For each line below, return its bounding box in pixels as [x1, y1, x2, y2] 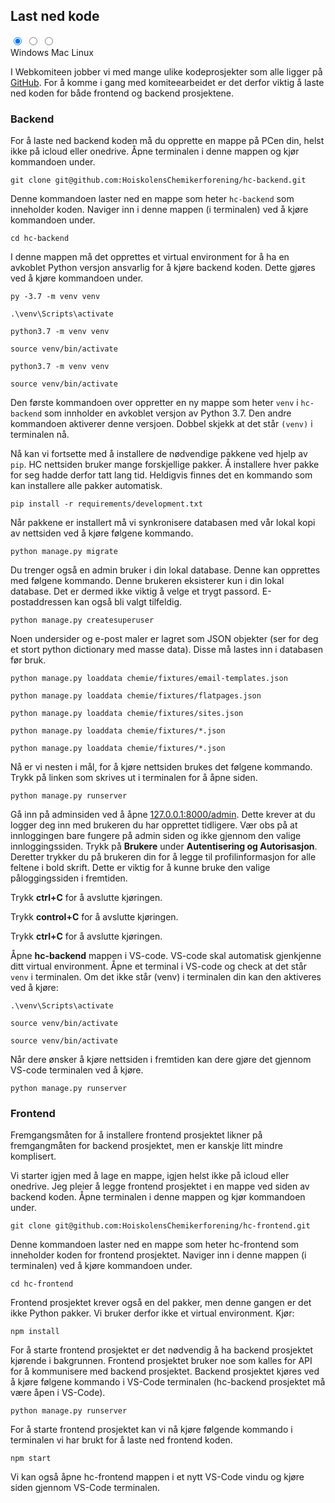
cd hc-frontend [10, 1279, 74, 1289]
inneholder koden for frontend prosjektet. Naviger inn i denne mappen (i [10, 1249, 307, 1261]
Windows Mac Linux [10, 46, 94, 58]
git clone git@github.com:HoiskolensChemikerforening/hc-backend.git [10, 175, 307, 186]
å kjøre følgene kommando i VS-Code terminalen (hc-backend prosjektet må [10, 1376, 326, 1388]
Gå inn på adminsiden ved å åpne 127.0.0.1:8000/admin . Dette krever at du [10, 809, 316, 821]
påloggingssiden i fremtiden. [10, 872, 128, 884]
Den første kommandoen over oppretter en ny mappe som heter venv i [10, 397, 299, 409]
